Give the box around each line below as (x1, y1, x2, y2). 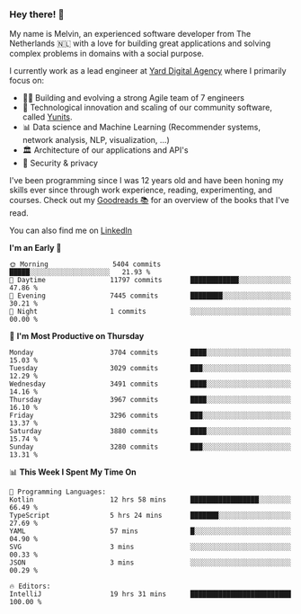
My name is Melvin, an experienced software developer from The (9, 29, 252, 40)
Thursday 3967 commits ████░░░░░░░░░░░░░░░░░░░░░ (9, 396, 292, 405)
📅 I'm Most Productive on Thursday (9, 331, 145, 342)
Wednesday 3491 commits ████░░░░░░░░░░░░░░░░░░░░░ (9, 379, 292, 389)
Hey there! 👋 (9, 8, 65, 21)
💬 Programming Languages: (9, 487, 106, 497)
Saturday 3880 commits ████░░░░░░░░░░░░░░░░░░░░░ (9, 427, 292, 436)
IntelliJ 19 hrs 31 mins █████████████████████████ (9, 590, 292, 599)
